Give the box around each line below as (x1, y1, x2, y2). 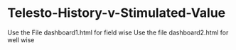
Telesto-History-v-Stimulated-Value (7, 5, 226, 21)
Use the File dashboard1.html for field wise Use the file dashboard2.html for (7, 28, 229, 37)
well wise (7, 35, 35, 44)
